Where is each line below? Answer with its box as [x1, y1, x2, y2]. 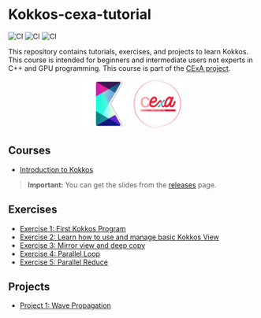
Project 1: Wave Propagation [19, 301, 112, 310]
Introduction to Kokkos [19, 165, 94, 174]
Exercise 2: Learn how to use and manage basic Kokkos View [19, 232, 219, 242]
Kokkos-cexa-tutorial [8, 6, 151, 24]
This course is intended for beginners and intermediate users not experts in [8, 55, 254, 65]
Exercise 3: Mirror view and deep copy [19, 240, 146, 250]
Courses [8, 144, 51, 157]
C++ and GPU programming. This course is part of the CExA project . [8, 63, 231, 72]
